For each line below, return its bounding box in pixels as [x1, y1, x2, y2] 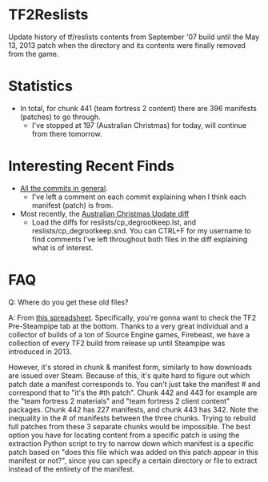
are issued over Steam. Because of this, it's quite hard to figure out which [8, 370, 250, 380]
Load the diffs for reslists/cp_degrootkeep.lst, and [31, 217, 197, 227]
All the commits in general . [19, 183, 108, 193]
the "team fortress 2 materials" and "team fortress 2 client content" [8, 396, 230, 405]
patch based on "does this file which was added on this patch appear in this [8, 447, 258, 456]
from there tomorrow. [31, 129, 102, 138]
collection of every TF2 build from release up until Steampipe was [8, 338, 226, 348]
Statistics [8, 78, 74, 95]
